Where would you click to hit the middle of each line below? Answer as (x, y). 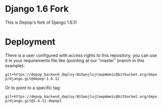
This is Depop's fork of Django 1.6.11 (41, 22)
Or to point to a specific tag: (33, 88)
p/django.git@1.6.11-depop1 (33, 101)
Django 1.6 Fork (37, 9)
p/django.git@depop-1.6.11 (32, 78)
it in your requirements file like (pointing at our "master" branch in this (75, 60)
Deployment (30, 42)
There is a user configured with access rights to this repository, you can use (81, 55)
